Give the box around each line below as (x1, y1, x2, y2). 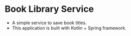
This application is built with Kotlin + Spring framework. (12, 25, 126, 31)
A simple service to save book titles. (12, 20, 87, 26)
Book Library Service (5, 3, 94, 15)
